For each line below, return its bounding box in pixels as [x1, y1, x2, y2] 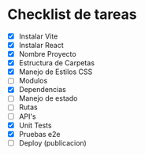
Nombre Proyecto [18, 50, 76, 59]
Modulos [18, 76, 48, 86]
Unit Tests [18, 120, 52, 130]
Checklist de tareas [7, 6, 137, 24]
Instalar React [18, 41, 64, 50]
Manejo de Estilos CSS [18, 67, 93, 76]
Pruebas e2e [18, 129, 61, 138]
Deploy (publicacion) [18, 138, 87, 147]
